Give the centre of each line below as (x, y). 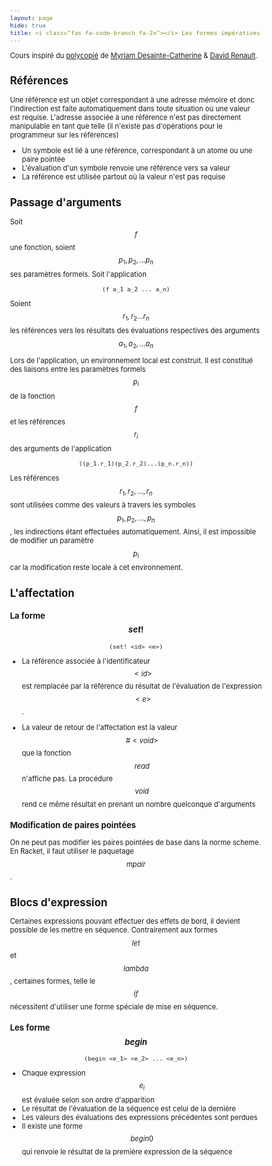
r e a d (142, 766)
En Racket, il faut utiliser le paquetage (72, 851)
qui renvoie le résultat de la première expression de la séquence (127, 1151)
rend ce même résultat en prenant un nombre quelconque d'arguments (138, 804)
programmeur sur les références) (64, 135)
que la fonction (46, 753)
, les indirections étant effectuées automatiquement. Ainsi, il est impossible (132, 532)
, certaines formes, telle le (52, 981)
